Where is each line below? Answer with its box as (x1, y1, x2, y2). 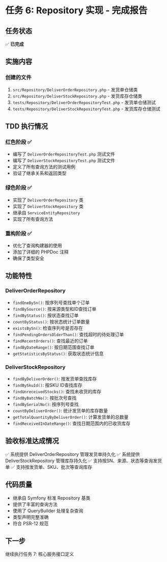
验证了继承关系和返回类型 (12, 170, 67, 176)
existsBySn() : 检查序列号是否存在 (12, 325, 83, 331)
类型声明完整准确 (12, 514, 49, 520)
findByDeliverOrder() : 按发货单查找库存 (12, 375, 97, 381)
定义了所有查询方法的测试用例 (12, 164, 75, 170)
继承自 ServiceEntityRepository (12, 210, 80, 216)
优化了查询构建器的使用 (12, 242, 62, 248)
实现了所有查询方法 (12, 216, 53, 222)
